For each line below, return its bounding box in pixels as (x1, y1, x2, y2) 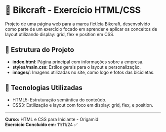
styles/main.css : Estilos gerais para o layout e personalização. (12, 64, 141, 70)
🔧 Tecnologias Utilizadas (5, 84, 83, 92)
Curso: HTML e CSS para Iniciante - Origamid (5, 116, 99, 122)
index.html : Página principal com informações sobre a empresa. (12, 59, 144, 65)
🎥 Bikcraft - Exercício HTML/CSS (5, 4, 141, 16)
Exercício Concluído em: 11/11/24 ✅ (5, 121, 78, 128)
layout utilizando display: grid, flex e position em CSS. (5, 31, 115, 37)
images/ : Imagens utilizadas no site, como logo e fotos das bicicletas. (12, 69, 155, 75)
